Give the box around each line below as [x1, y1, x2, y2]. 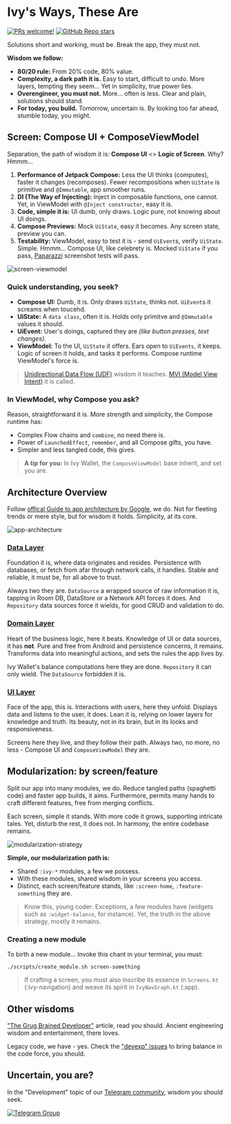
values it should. [17, 320, 64, 329]
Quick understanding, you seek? [7, 282, 119, 291]
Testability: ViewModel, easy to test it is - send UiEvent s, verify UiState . [17, 237, 223, 245]
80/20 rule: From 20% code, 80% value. [17, 67, 134, 75]
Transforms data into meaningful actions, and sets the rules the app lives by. [7, 649, 224, 657]
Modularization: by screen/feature [7, 766, 159, 777]
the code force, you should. [7, 1049, 86, 1058]
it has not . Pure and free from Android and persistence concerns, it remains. [7, 641, 224, 650]
